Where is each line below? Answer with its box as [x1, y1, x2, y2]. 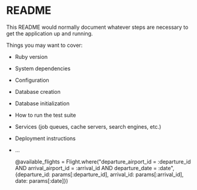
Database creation [14, 88, 61, 95]
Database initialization [14, 100, 70, 107]
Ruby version [14, 53, 48, 60]
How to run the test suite [14, 111, 76, 118]
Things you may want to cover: [6, 41, 83, 49]
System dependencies [14, 64, 71, 72]
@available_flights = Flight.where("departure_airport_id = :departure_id [14, 158, 191, 165]
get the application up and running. [6, 29, 93, 37]
